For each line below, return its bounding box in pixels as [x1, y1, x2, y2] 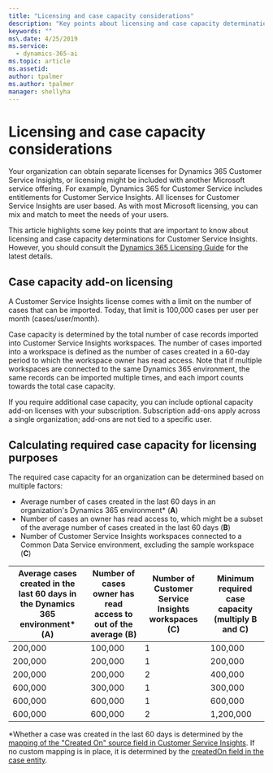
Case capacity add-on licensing [8, 275, 173, 289]
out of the [94, 619, 133, 630]
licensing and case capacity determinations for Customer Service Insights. [8, 234, 258, 244]
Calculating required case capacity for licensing [8, 438, 258, 452]
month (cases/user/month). [8, 314, 100, 324]
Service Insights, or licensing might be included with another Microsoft [8, 176, 245, 185]
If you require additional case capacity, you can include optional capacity [8, 397, 253, 407]
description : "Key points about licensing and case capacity [8, 20, 220, 28]
